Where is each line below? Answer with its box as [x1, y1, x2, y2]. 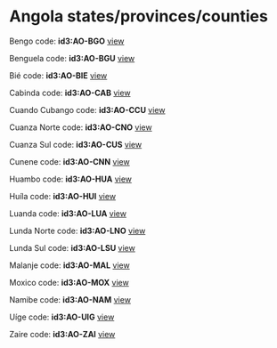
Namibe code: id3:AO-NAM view [9, 294, 132, 304]
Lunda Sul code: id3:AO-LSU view [9, 242, 135, 253]
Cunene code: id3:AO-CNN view [9, 156, 131, 166]
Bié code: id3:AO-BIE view [9, 69, 108, 81]
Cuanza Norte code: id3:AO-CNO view [9, 122, 153, 133]
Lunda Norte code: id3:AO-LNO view [9, 225, 146, 236]
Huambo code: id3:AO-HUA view [9, 174, 132, 184]
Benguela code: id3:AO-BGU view [9, 53, 135, 63]
